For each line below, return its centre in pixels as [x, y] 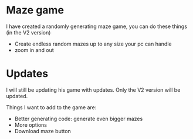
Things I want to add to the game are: [51, 107]
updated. [17, 96]
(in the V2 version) [28, 32]
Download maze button [43, 131]
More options [31, 125]
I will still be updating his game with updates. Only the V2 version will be [93, 90]
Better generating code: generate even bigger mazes [79, 119]
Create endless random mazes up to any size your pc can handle [93, 44]
